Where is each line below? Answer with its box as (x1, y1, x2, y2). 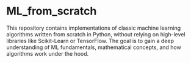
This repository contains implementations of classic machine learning (6, 24, 181, 31)
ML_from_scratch (6, 4, 97, 18)
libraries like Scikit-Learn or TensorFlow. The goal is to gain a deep (6, 37, 174, 44)
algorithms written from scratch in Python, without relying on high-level (6, 30, 186, 38)
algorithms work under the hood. (6, 50, 89, 57)
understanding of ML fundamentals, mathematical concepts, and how (6, 44, 181, 51)
